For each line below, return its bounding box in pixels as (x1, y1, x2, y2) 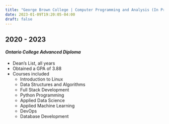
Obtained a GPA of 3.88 (12, 65, 62, 71)
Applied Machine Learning (20, 102, 75, 108)
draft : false (5, 16, 33, 21)
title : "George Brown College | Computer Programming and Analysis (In (5, 7, 158, 12)
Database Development (20, 113, 69, 119)
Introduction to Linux (20, 76, 63, 82)
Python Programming (20, 92, 64, 98)
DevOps (20, 108, 37, 114)
